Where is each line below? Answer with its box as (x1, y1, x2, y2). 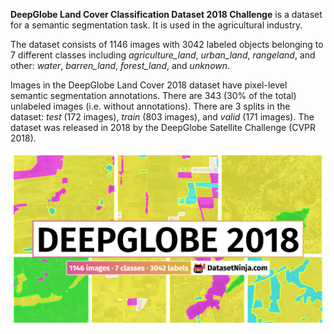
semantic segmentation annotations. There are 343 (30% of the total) (10, 90, 297, 101)
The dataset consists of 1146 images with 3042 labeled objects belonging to (10, 39, 324, 50)
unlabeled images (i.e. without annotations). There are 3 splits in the (10, 100, 291, 112)
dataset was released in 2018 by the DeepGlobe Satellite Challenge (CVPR (10, 122, 317, 133)
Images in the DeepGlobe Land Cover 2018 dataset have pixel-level (10, 79, 288, 91)
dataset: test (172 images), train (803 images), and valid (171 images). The (10, 111, 315, 123)
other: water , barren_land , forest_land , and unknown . (10, 60, 231, 71)
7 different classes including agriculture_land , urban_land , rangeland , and (10, 49, 316, 61)
